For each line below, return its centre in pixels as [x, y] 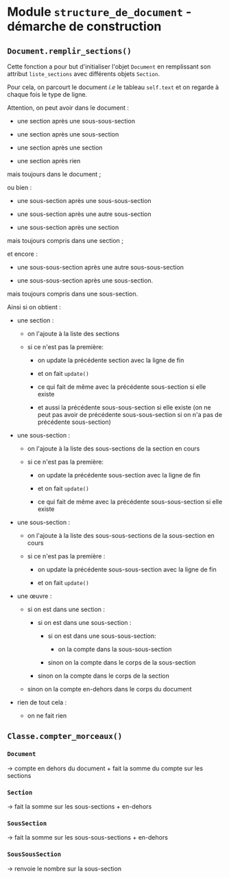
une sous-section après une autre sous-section [84, 214]
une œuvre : [34, 596]
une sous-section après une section [68, 227]
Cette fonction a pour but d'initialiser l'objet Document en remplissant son [109, 67]
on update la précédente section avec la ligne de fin [111, 360]
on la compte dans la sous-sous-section [115, 649]
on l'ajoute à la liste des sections [73, 334]
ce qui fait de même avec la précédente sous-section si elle [122, 387]
